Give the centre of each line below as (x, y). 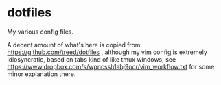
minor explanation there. (42, 74)
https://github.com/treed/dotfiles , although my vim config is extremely (107, 52)
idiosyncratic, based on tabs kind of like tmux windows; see (92, 59)
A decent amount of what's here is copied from (74, 45)
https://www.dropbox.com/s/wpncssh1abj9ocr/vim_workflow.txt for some (111, 66)
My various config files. (40, 32)
